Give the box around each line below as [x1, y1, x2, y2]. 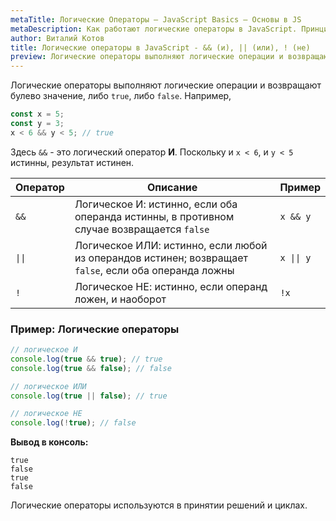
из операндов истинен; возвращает [74, 251, 248, 265]
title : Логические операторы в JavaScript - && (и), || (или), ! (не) [10, 42, 311, 53]
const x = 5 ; [10, 109, 65, 120]
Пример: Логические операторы [10, 322, 180, 336]
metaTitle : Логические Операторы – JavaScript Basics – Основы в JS [10, 14, 302, 25]
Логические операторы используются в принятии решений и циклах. [10, 499, 308, 511]
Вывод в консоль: [10, 436, 89, 448]
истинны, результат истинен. [10, 156, 135, 168]
